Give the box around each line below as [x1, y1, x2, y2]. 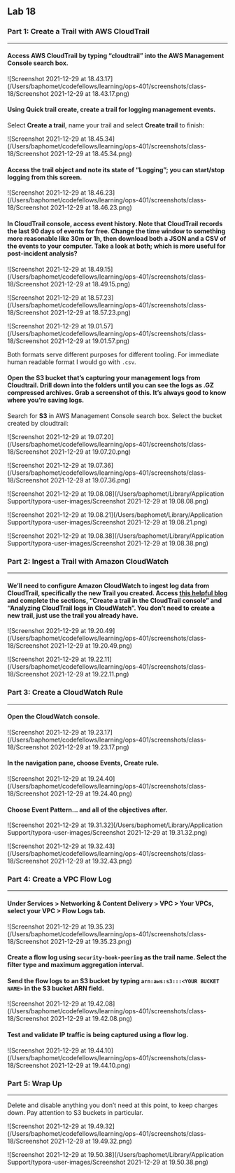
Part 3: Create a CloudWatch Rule [7, 688, 124, 697]
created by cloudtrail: [7, 419, 69, 427]
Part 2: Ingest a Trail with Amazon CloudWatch [7, 556, 169, 566]
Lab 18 [7, 6, 36, 18]
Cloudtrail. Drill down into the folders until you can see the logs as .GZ [7, 381, 215, 389]
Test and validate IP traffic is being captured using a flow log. [7, 1031, 189, 1039]
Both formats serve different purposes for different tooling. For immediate [7, 350, 219, 359]
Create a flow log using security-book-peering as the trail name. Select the [7, 953, 227, 962]
